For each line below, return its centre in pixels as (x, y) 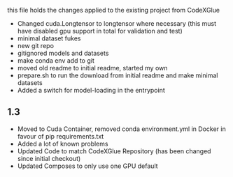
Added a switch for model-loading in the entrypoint (91, 90)
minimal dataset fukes (49, 38)
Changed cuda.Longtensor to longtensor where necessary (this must (117, 23)
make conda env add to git (56, 61)
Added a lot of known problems (63, 144)
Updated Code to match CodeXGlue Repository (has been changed (114, 151)
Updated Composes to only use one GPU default (88, 166)
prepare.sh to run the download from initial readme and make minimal (118, 75)
